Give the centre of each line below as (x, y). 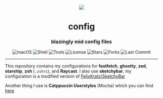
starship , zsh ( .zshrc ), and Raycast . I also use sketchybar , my (68, 71)
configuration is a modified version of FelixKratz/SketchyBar (65, 76)
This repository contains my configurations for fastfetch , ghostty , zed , (76, 66)
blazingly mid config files (81, 42)
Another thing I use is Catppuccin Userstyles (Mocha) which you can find (79, 86)
